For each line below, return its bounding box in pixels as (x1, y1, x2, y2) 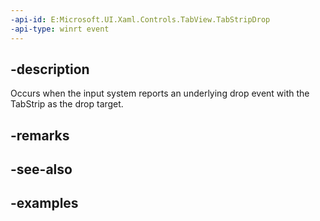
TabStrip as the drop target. (10, 98, 124, 110)
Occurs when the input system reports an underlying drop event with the (10, 87, 310, 100)
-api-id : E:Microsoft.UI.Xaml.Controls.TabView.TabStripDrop (10, 14, 271, 25)
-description (10, 61, 90, 78)
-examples (10, 195, 79, 212)
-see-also (10, 161, 73, 178)
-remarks (10, 127, 70, 144)
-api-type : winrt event (10, 24, 110, 34)
